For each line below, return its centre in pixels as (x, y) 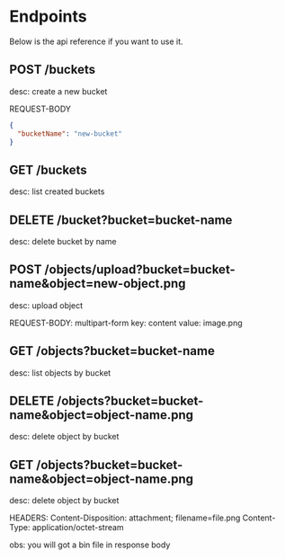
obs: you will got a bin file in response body (90, 545)
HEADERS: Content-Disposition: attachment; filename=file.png (125, 518)
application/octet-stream (78, 528)
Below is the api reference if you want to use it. (96, 41)
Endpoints (48, 17)
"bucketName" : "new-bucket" (70, 133)
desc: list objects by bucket (60, 373)
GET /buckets (48, 169)
